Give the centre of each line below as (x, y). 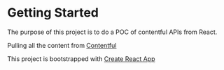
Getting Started (53, 13)
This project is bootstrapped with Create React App (81, 59)
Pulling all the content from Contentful (62, 45)
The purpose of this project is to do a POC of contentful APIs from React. (112, 32)
